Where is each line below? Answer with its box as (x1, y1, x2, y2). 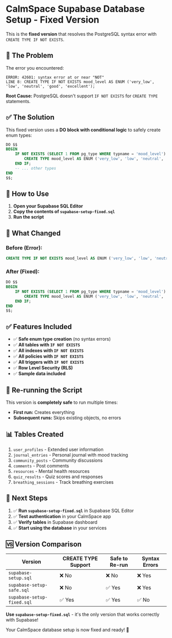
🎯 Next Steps (6, 494, 48, 503)
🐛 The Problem (6, 51, 54, 60)
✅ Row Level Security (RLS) (13, 365, 73, 371)
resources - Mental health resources (13, 468, 90, 474)
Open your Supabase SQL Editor (13, 203, 83, 209)
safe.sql (8, 587, 30, 593)
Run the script (13, 214, 44, 220)
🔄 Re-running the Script (6, 385, 83, 395)
